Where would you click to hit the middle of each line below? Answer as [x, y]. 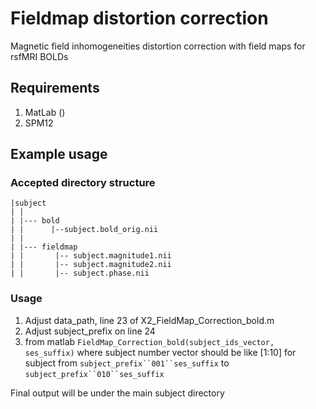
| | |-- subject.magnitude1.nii [91, 256]
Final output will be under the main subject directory [117, 393]
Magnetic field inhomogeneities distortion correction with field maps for [158, 46]
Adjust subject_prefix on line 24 [90, 331]
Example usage [59, 154]
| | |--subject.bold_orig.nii [84, 230]
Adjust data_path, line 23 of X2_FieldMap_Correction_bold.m [149, 320]
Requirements [55, 88]
